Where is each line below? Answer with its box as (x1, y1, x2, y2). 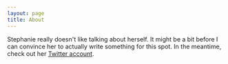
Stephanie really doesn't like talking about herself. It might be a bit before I (7, 35, 218, 43)
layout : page (7, 10, 45, 17)
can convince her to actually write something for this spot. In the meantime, (7, 42, 222, 50)
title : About (7, 16, 45, 23)
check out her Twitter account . (7, 49, 94, 58)
